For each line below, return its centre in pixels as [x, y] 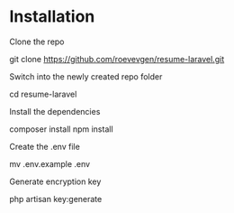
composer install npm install [62, 129]
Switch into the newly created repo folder [86, 76]
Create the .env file [45, 146]
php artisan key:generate [56, 199]
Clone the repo [37, 42]
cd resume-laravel [43, 94]
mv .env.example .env [50, 163]
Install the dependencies [55, 111]
